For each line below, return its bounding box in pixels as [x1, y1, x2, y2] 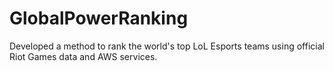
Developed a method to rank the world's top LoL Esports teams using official [9, 40, 325, 52]
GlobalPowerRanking [9, 7, 189, 30]
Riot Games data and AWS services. [9, 50, 158, 62]
